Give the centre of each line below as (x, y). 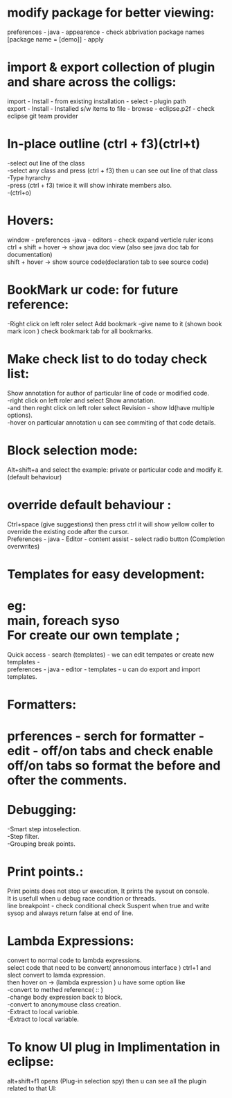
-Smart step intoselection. (44, 829)
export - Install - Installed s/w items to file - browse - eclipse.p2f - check (111, 108)
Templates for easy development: (106, 574)
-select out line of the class (46, 163)
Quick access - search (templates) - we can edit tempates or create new (111, 654)
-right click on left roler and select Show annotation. (81, 400)
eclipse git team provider (43, 116)
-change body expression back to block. (65, 997)
